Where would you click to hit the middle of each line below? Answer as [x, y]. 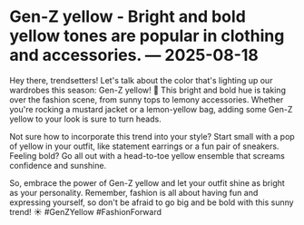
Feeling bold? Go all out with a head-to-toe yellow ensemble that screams [147, 155]
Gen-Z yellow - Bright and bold [128, 17]
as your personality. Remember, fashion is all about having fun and [134, 192]
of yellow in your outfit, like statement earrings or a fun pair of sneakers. [144, 146]
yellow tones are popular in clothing [147, 36]
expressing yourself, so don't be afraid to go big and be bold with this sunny [152, 202]
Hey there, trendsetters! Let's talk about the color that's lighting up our [141, 80]
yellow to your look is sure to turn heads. [85, 119]
